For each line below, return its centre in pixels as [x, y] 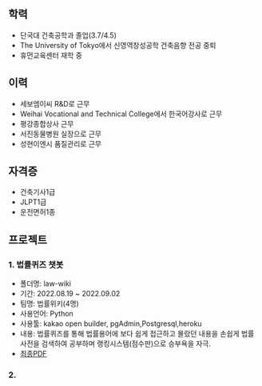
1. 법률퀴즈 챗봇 [36, 264]
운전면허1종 [38, 212]
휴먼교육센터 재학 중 [51, 55]
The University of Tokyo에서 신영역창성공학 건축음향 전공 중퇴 [118, 45]
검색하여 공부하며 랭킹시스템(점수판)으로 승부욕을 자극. [126, 344]
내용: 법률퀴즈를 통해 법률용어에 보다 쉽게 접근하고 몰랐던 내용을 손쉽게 [129, 334]
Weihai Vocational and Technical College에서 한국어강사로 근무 [121, 114]
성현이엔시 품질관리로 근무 [61, 143]
